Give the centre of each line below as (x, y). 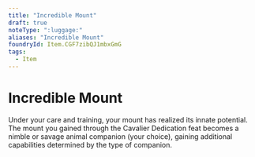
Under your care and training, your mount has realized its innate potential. (128, 119)
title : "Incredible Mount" (52, 15)
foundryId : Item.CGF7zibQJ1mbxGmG (65, 45)
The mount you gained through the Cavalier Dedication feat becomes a (124, 128)
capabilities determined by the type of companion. (90, 144)
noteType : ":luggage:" (45, 30)
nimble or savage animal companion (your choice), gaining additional (120, 136)
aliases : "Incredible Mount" (56, 37)
